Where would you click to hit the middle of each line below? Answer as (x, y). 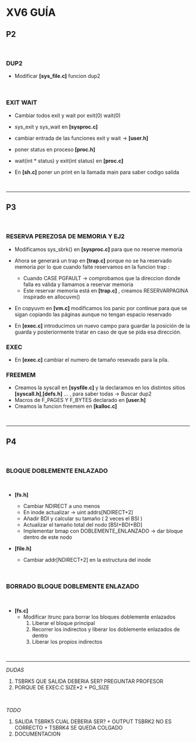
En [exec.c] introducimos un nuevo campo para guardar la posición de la (102, 325)
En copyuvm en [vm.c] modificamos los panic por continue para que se (101, 308)
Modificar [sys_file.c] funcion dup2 (57, 76)
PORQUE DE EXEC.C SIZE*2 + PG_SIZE (62, 687)
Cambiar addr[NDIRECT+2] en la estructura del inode (87, 560)
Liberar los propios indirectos (67, 641)
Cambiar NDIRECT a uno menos (62, 506)
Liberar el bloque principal (63, 623)
